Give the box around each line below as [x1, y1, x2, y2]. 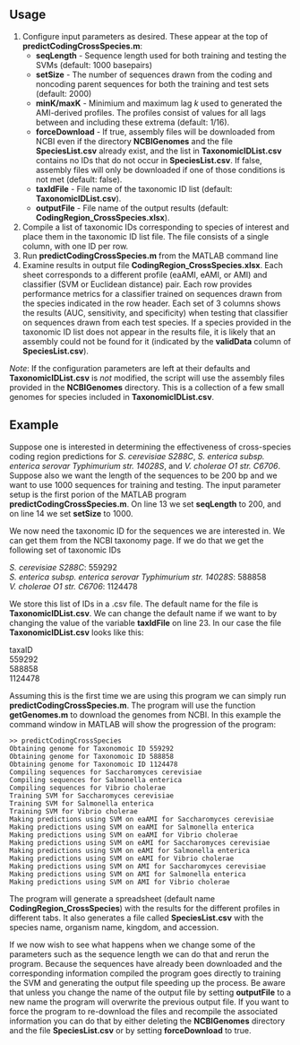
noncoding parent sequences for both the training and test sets [35, 78, 270, 89]
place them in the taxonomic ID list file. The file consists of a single [21, 231, 270, 241]
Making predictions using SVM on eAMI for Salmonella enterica [9, 846, 251, 855]
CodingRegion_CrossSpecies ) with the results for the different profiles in [9, 902, 280, 913]
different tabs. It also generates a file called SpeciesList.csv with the [9, 912, 264, 923]
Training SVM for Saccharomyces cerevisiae [9, 791, 175, 800]
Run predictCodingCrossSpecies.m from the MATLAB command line [21, 250, 279, 261]
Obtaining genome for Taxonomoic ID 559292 [9, 744, 175, 753]
